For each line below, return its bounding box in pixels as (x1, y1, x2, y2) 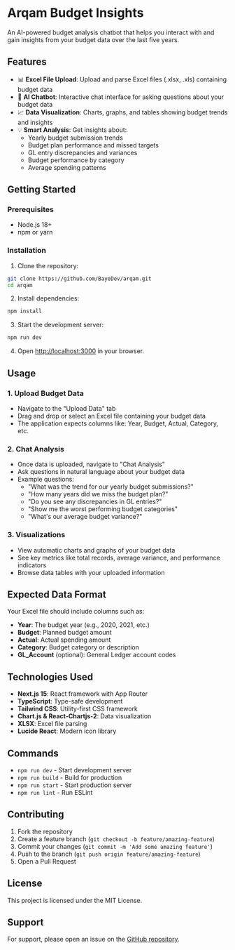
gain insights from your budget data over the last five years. (7, 35, 180, 44)
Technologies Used (7, 671, 93, 682)
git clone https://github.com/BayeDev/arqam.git (7, 275, 152, 282)
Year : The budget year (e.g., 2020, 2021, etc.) (17, 621, 150, 629)
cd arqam (7, 282, 33, 289)
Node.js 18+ (17, 220, 52, 229)
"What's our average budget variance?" (27, 513, 143, 521)
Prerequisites (7, 205, 54, 215)
